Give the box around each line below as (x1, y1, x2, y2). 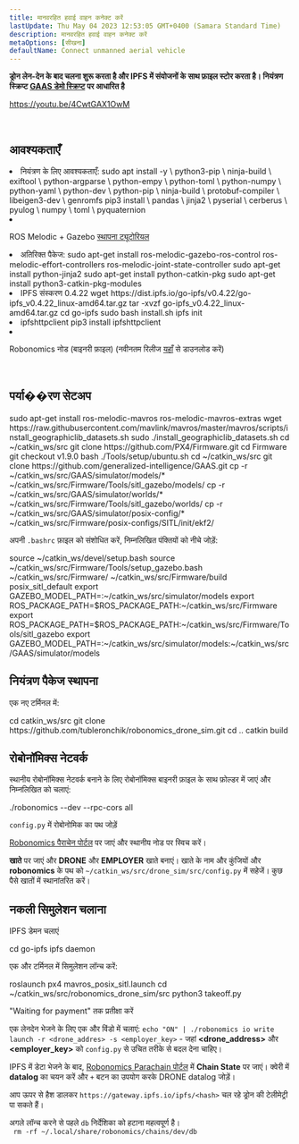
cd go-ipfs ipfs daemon (9, 944, 96, 954)
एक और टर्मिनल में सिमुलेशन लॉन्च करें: (9, 961, 118, 971)
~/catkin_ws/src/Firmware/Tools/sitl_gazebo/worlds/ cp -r (9, 498, 223, 509)
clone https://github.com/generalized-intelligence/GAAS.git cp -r (9, 460, 248, 470)
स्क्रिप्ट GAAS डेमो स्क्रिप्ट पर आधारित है (9, 81, 125, 92)
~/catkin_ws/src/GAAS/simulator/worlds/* (9, 488, 163, 499)
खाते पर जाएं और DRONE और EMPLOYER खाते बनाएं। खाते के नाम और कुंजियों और (9, 855, 262, 866)
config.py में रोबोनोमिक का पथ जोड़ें (9, 819, 118, 830)
